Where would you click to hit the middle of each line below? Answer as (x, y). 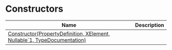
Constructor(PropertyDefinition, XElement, (59, 34)
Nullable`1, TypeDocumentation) (47, 40)
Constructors (34, 9)
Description (149, 25)
